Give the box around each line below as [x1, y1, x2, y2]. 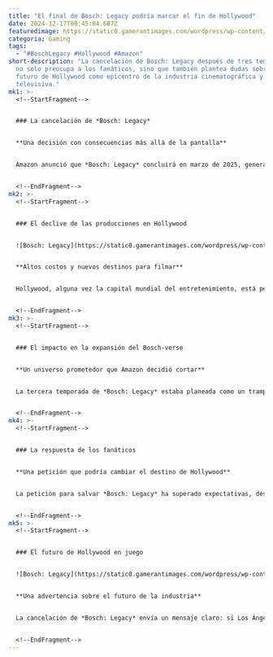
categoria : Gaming [8, 34, 71, 43]
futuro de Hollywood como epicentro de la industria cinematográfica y [15, 72, 264, 81]
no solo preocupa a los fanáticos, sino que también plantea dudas [15, 65, 249, 73]
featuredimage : [8, 27, 60, 35]
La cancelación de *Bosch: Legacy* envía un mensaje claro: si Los [15, 614, 249, 622]
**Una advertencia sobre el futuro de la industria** [15, 592, 201, 600]
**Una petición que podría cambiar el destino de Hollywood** [15, 467, 231, 476]
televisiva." [15, 80, 60, 88]
